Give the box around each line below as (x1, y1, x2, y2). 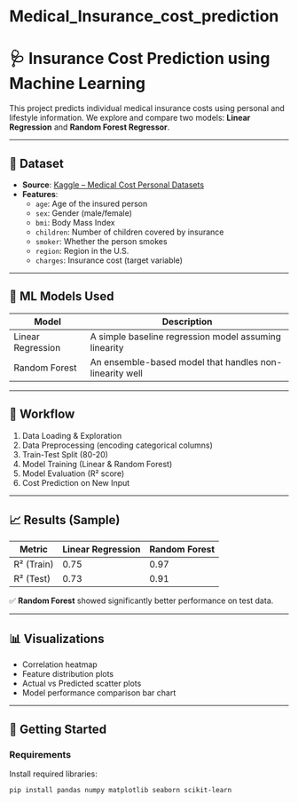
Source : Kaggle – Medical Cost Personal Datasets (21, 179, 205, 190)
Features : (21, 188, 59, 199)
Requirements (9, 748, 72, 760)
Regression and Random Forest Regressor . (9, 122, 170, 132)
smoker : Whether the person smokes (35, 235, 168, 246)
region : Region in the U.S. (35, 245, 129, 256)
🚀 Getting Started (9, 721, 107, 736)
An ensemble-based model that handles (90, 355, 259, 368)
